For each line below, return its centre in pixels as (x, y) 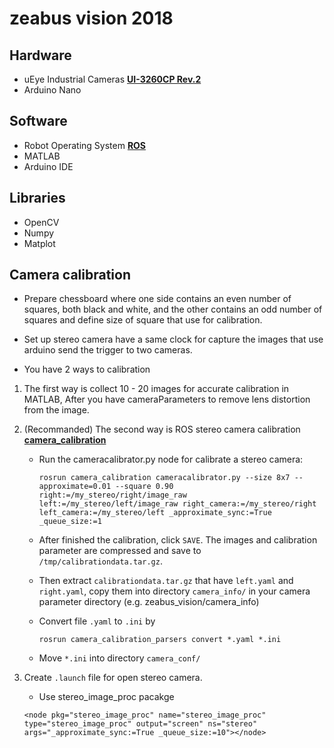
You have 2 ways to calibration (87, 369)
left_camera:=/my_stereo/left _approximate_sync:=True (155, 513)
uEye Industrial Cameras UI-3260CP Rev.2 (112, 79)
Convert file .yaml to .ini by (97, 621)
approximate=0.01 (75, 487)
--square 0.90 (144, 487)
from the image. (56, 410)
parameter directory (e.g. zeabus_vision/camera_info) (149, 602)
